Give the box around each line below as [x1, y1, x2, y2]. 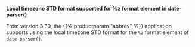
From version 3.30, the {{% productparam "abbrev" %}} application [6, 23, 172, 29]
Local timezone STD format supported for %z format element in [6, 5, 167, 12]
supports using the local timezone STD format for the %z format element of [6, 29, 189, 36]
